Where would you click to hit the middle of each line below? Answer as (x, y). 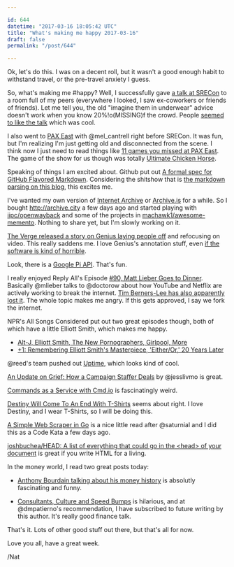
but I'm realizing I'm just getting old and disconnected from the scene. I (110, 143)
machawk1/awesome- (174, 215)
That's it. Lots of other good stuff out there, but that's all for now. (101, 530)
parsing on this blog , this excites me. (60, 187)
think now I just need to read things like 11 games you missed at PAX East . (113, 151)
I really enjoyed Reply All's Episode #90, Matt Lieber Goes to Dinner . (105, 278)
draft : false (26, 39)
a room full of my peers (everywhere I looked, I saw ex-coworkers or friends (117, 100)
